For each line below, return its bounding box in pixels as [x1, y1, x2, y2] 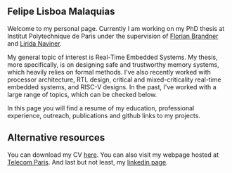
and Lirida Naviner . [7, 39, 62, 48]
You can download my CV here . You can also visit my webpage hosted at [7, 150, 219, 159]
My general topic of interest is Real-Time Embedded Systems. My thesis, [7, 53, 218, 61]
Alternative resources [7, 132, 105, 143]
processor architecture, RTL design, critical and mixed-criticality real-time [7, 75, 221, 84]
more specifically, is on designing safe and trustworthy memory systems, [7, 60, 219, 69]
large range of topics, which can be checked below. [7, 90, 157, 98]
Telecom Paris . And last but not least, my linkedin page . [7, 158, 168, 166]
